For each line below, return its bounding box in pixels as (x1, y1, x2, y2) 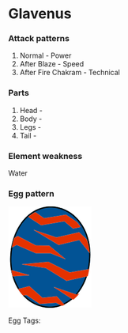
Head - (19, 105, 43, 115)
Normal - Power (19, 51, 72, 60)
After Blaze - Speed (19, 59, 85, 69)
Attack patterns (8, 33, 70, 44)
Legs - (19, 122, 42, 131)
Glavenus (8, 5, 72, 23)
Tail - (19, 131, 37, 140)
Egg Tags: (8, 316, 41, 325)
